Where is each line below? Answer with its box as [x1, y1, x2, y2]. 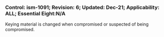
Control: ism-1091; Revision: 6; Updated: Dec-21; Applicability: [5, 4, 160, 11]
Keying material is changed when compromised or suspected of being [5, 21, 149, 27]
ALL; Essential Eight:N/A [5, 10, 66, 17]
